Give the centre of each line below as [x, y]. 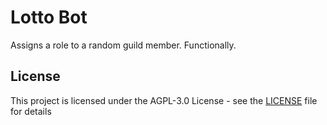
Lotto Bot [49, 17]
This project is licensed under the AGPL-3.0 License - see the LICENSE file [164, 100]
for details [31, 111]
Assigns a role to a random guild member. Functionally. [123, 45]
